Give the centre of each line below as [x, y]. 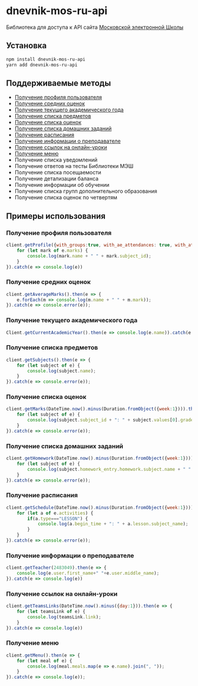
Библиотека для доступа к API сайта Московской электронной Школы [95, 27]
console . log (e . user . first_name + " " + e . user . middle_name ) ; [88, 573]
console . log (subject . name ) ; [62, 371]
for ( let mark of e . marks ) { [52, 250]
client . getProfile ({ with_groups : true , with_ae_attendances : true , [89, 245]
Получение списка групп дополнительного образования [86, 191]
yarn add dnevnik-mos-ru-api [42, 65]
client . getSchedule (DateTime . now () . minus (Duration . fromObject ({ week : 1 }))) [100, 507]
